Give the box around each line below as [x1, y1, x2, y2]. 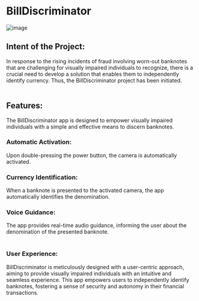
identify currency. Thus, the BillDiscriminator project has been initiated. [6, 76, 182, 84]
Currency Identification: [6, 173, 78, 181]
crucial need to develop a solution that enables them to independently [6, 70, 179, 78]
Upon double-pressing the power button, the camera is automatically [6, 152, 177, 159]
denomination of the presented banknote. [6, 228, 109, 235]
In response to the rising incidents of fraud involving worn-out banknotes [6, 57, 188, 64]
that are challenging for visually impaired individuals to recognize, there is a [6, 64, 194, 71]
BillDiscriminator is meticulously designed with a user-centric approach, [6, 263, 185, 270]
